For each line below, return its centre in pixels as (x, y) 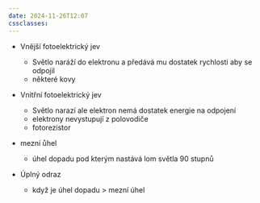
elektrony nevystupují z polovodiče (90, 118)
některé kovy (54, 79)
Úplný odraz (40, 174)
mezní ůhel (38, 143)
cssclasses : (28, 23)
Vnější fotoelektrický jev (60, 46)
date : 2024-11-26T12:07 (48, 16)
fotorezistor (51, 127)
